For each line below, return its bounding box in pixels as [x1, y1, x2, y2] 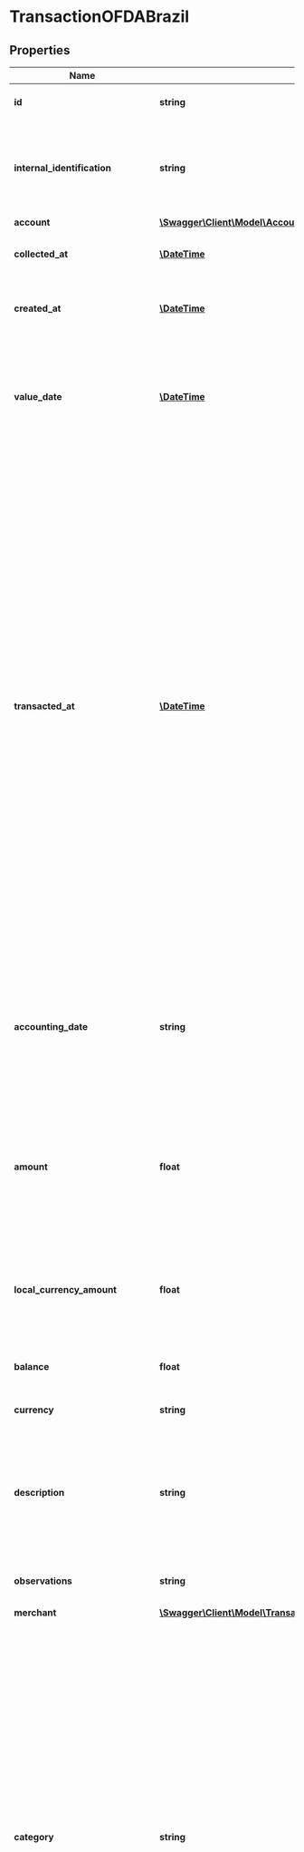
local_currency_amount [14, 1284, 118, 1295]
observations [14, 1575, 72, 1587]
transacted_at [14, 700, 75, 713]
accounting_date [14, 1021, 89, 1033]
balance [14, 1361, 50, 1372]
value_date [14, 391, 62, 402]
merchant [14, 1606, 57, 1619]
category [14, 1831, 54, 1843]
